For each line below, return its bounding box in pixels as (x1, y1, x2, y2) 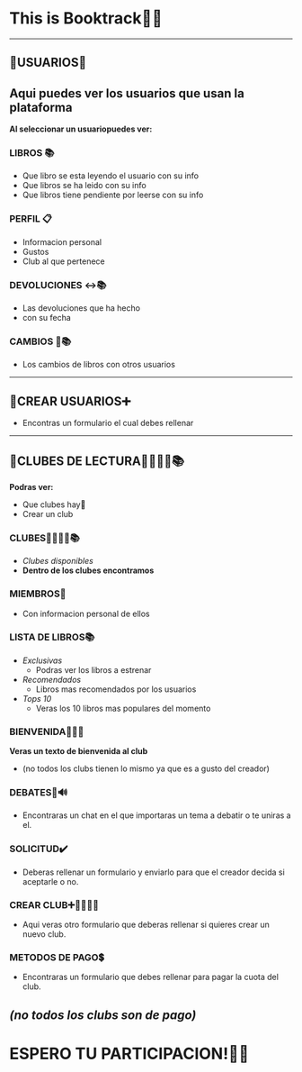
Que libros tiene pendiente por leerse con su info (22, 189, 204, 201)
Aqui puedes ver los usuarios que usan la (9, 86, 244, 101)
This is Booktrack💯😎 (9, 8, 164, 29)
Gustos (22, 246, 49, 257)
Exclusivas (22, 655, 63, 666)
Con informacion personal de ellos (22, 608, 150, 619)
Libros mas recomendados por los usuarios (35, 684, 197, 695)
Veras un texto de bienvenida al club (9, 746, 148, 757)
